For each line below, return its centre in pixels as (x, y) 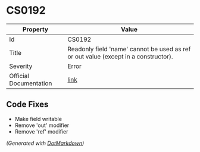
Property (36, 29)
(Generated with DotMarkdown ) (45, 143)
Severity (21, 66)
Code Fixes (27, 105)
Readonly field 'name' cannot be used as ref (129, 49)
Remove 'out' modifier (42, 125)
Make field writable (38, 119)
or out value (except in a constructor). (121, 56)
